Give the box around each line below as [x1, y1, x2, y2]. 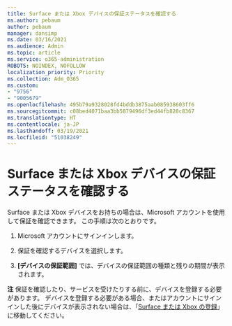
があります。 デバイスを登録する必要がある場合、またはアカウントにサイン [7, 294, 222, 302]
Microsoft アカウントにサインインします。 [17, 232, 138, 240]
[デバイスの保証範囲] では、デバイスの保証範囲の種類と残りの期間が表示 [17, 262, 225, 270]
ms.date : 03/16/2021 [7, 36, 68, 43]
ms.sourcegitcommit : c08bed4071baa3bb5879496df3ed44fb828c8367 [7, 108, 195, 115]
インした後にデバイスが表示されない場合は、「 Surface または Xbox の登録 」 [7, 302, 224, 311]
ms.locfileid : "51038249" [7, 134, 82, 141]
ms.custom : [7, 82, 39, 89]
